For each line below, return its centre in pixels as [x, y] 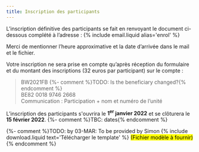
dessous [17, 35]
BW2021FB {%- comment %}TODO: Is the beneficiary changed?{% [103, 82]
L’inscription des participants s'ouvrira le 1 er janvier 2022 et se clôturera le [98, 113]
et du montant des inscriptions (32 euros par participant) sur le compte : [95, 70]
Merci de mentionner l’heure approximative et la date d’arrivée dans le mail [98, 46]
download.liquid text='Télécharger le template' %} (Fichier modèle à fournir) [100, 138]
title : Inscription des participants [53, 12]
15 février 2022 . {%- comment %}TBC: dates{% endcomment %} [87, 120]
